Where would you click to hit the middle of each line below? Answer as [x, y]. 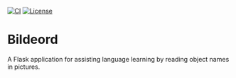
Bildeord [33, 40]
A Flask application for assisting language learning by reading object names [118, 59]
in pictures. [24, 67]
